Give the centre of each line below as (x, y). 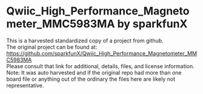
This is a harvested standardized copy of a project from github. (85, 40)
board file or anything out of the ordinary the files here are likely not (91, 79)
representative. (25, 85)
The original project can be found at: (52, 47)
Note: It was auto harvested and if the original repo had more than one (94, 72)
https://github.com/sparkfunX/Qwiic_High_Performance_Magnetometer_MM (102, 53)
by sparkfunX (152, 24)
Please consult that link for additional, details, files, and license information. (101, 66)
